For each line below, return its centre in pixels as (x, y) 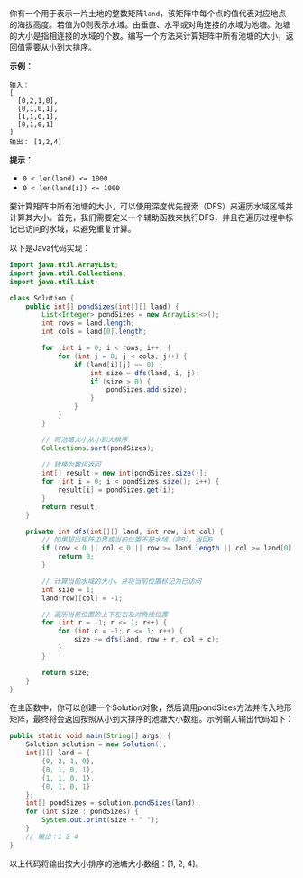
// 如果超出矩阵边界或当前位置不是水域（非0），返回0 (128, 540)
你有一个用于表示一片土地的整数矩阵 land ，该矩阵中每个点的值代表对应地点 (148, 13)
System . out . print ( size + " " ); (101, 820)
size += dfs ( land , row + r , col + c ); (147, 640)
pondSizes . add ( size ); (147, 390)
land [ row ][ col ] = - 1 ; (83, 598)
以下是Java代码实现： (50, 248)
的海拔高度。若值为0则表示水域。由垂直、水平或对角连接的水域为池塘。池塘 (150, 24)
